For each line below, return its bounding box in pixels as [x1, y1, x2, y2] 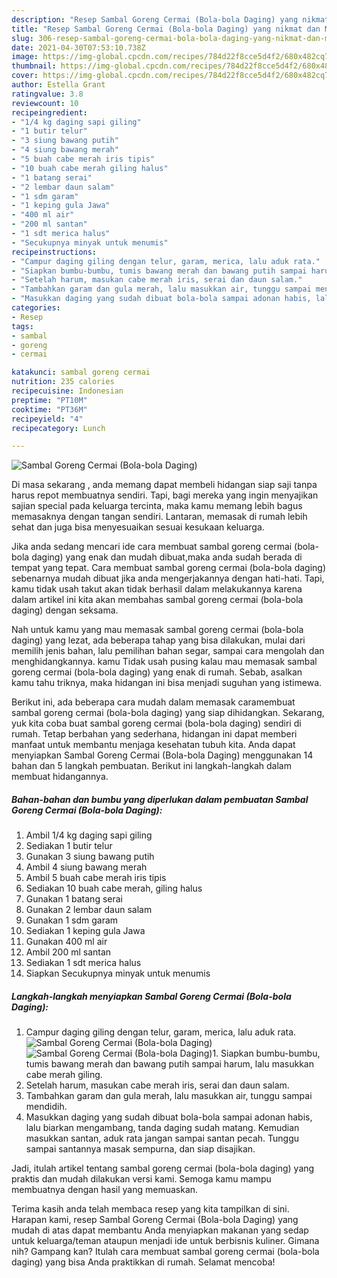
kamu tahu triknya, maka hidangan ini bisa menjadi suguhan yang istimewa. [11, 677, 323, 689]
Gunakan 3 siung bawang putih [25, 851, 155, 863]
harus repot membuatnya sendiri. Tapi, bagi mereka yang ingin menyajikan [11, 489, 319, 501]
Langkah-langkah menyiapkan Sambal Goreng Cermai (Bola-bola [11, 990, 292, 1002]
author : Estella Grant [11, 80, 106, 90]
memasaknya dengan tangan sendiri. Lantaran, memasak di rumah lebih [11, 511, 308, 523]
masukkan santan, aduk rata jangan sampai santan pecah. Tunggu [25, 1132, 300, 1145]
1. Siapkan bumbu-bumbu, [212, 1047, 321, 1060]
